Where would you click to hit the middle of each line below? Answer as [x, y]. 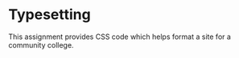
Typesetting [49, 15]
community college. [41, 44]
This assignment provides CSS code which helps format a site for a [120, 37]
